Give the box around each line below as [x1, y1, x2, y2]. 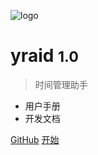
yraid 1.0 [10, 45, 79, 67]
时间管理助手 [34, 78, 88, 90]
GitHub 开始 [10, 133, 60, 145]
